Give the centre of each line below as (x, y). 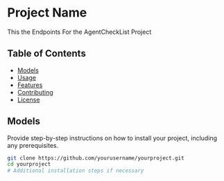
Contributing (35, 92)
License (28, 99)
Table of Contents (47, 54)
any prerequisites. (33, 145)
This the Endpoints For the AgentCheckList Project (79, 32)
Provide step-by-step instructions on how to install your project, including (112, 138)
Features (30, 85)
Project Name (47, 13)
